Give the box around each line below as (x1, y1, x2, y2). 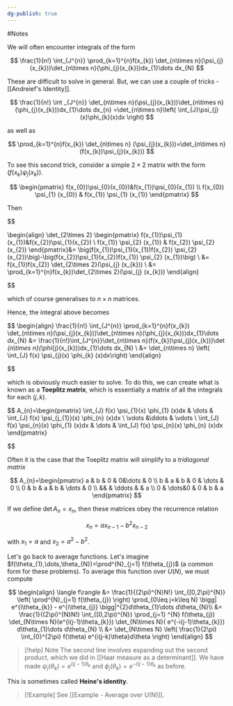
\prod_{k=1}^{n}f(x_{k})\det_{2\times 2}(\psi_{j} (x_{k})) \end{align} (7, 268, 200, 276)
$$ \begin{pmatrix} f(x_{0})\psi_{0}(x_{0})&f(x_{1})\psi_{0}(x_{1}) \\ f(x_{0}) (9, 183, 225, 191)
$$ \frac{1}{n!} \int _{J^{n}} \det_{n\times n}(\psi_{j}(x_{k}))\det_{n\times (9, 98, 216, 106)
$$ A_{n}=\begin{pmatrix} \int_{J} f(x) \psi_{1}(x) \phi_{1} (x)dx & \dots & (7, 406, 214, 415)
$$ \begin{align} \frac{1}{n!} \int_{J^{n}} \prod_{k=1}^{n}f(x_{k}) (7, 321, 190, 330)
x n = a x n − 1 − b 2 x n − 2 (86, 520, 148, 531)
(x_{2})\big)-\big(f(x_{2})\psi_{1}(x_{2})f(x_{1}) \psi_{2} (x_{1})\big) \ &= (7, 253, 210, 262)
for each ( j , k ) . (7, 393, 47, 401)
